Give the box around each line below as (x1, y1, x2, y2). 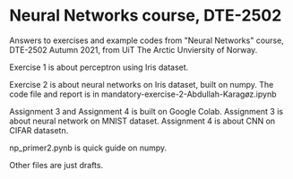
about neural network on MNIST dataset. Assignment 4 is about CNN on (9, 115, 276, 126)
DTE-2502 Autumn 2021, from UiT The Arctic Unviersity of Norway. (9, 44, 258, 55)
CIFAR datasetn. (9, 124, 69, 135)
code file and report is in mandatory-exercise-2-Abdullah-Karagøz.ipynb (9, 89, 277, 99)
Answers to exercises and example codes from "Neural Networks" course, (9, 35, 284, 46)
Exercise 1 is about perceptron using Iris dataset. (9, 62, 189, 72)
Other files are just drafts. (9, 159, 104, 170)
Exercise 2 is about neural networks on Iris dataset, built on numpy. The (9, 79, 274, 89)
